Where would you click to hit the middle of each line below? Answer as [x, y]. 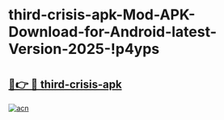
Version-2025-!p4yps [84, 49]
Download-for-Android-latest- [112, 32]
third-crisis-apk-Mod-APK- [102, 15]
